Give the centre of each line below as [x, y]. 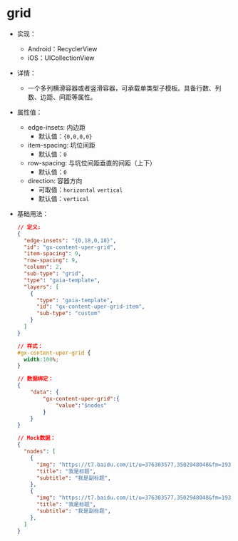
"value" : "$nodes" [81, 405]
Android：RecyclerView [62, 48]
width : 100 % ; [41, 359]
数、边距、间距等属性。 [62, 97]
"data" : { [45, 392]
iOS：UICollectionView [61, 58]
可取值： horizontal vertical [81, 190]
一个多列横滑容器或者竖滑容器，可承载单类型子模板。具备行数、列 [124, 88]
